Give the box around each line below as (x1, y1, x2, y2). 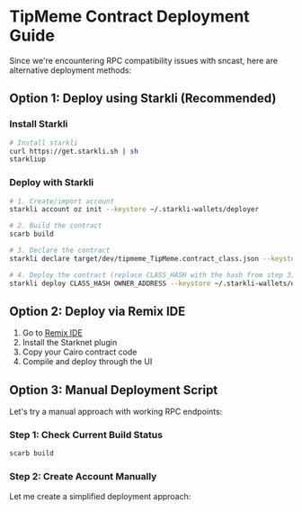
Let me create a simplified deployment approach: (9, 490, 191, 501)
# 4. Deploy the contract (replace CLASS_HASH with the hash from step (9, 270, 283, 280)
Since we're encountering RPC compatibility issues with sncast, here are (9, 55, 279, 66)
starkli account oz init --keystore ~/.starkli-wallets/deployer (9, 205, 259, 214)
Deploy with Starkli (9, 176, 94, 189)
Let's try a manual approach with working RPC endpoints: (9, 407, 223, 417)
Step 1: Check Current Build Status (9, 429, 164, 442)
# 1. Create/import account (9, 196, 115, 206)
